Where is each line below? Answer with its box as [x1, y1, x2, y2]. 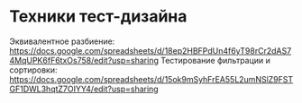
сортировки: [9, 64, 58, 75]
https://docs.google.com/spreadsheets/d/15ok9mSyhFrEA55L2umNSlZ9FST [9, 73, 294, 84]
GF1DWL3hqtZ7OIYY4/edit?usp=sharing [9, 83, 160, 94]
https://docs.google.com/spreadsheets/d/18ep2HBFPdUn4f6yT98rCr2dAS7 [9, 45, 292, 56]
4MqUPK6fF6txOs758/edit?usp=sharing [9, 55, 160, 65]
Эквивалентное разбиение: [9, 36, 115, 47]
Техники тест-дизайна [9, 6, 188, 27]
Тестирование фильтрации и [160, 55, 270, 65]
